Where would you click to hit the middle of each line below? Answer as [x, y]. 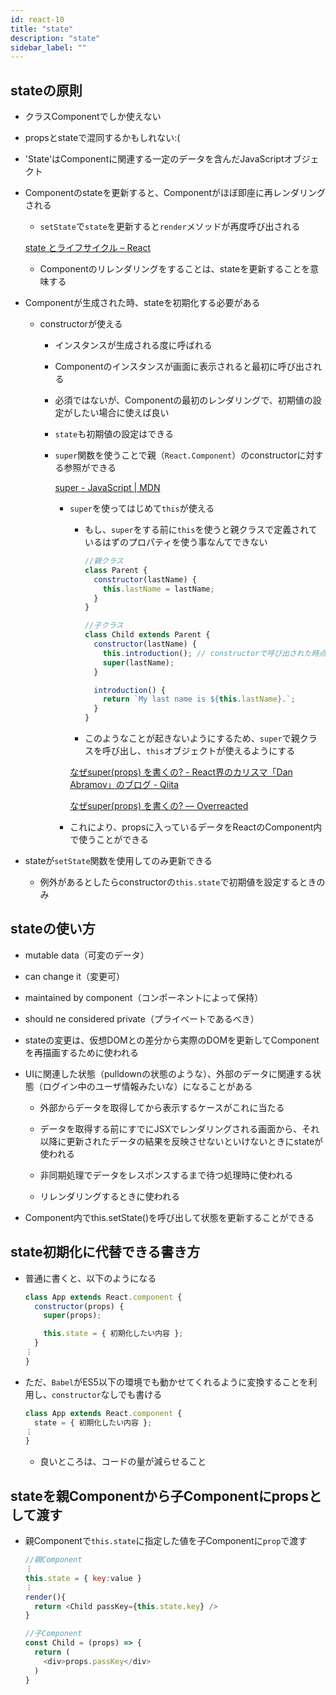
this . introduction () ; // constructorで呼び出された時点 [214, 653]
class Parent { [116, 570]
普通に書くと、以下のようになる [90, 1278]
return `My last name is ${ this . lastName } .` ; [199, 699]
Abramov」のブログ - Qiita [124, 785]
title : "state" [42, 29]
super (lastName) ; [138, 662]
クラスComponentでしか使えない [93, 117]
